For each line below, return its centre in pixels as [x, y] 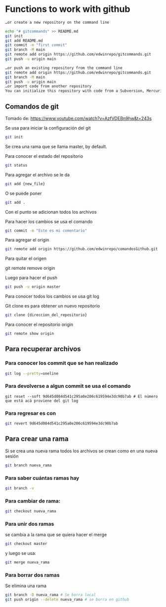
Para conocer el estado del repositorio [44, 156]
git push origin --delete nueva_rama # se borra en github [67, 600]
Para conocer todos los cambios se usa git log [52, 297]
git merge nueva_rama [27, 562]
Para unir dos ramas [30, 524]
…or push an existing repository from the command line [64, 68]
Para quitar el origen [26, 258]
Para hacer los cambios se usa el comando [49, 221]
